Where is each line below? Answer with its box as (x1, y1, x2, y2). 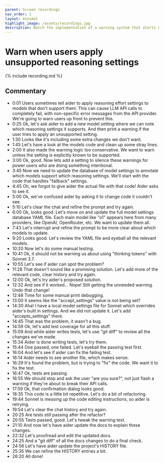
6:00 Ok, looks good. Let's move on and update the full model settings (12, 209, 154, 215)
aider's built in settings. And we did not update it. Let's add (12, 308, 131, 313)
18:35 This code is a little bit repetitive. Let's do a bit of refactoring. (12, 391, 147, 397)
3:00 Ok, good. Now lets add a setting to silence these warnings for (12, 157, 148, 163)
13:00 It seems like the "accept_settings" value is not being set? (12, 297, 141, 303)
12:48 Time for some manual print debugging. (12, 292, 104, 298)
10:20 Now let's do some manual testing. (12, 245, 94, 251)
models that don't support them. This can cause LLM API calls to (12, 105, 143, 111)
